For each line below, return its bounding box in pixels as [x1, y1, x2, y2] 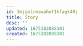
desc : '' [6, 20, 28, 26]
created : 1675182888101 [6, 31, 65, 37]
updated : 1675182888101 [6, 25, 65, 32]
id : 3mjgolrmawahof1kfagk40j [6, 8, 78, 15]
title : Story [6, 14, 39, 20]
